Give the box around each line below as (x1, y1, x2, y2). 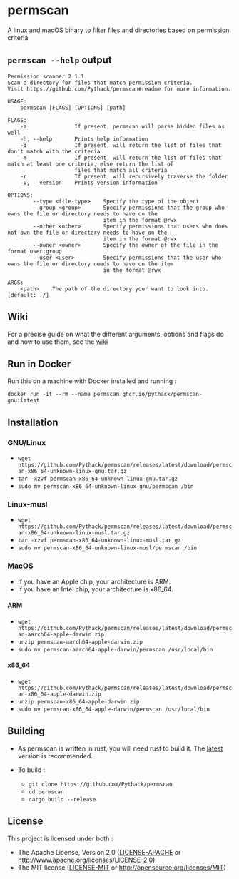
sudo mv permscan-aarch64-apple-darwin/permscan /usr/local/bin (17, 646, 213, 653)
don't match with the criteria (7, 148, 101, 155)
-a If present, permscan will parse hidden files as (20, 123, 225, 130)
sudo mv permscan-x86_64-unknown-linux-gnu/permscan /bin (17, 483, 194, 490)
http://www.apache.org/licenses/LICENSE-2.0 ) (17, 855, 156, 864)
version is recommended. (17, 751, 93, 760)
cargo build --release (28, 796, 96, 803)
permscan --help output (7, 54, 112, 66)
